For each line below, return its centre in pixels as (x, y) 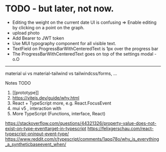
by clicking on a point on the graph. (48, 27)
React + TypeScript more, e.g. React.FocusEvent (62, 103)
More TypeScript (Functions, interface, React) (59, 113)
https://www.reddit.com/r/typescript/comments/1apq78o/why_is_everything (82, 139)
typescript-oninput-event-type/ (37, 134)
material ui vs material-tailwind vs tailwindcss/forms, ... (61, 73)
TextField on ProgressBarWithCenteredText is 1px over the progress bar (85, 49)
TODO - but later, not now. (60, 9)
